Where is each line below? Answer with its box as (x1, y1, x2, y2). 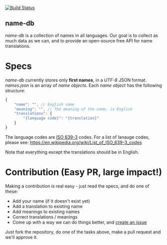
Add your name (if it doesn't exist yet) (12, 198, 90, 204)
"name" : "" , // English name (14, 102, 75, 107)
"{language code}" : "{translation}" (23, 116, 99, 121)
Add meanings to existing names (12, 209, 80, 215)
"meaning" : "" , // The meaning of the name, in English (14, 106, 133, 112)
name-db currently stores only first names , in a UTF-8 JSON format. (5, 77, 147, 83)
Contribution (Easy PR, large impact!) (5, 167, 163, 178)
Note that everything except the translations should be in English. (5, 149, 140, 155)
